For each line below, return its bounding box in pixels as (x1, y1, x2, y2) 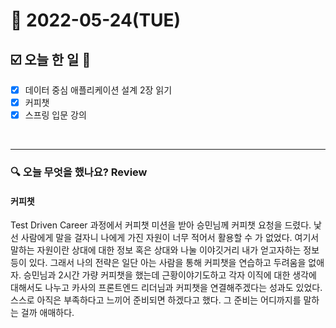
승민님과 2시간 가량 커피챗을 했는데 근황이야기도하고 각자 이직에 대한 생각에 (23, 269, 317, 281)
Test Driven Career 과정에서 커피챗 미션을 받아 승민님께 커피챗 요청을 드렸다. (10, 219, 312, 231)
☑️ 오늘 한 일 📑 (10, 51, 92, 68)
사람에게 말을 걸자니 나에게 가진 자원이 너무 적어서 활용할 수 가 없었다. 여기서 (20, 232, 320, 244)
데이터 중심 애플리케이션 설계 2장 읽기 (24, 84, 173, 96)
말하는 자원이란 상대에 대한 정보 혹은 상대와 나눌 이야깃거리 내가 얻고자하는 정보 (10, 244, 320, 256)
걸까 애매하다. (20, 307, 75, 319)
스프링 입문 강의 (24, 109, 87, 121)
